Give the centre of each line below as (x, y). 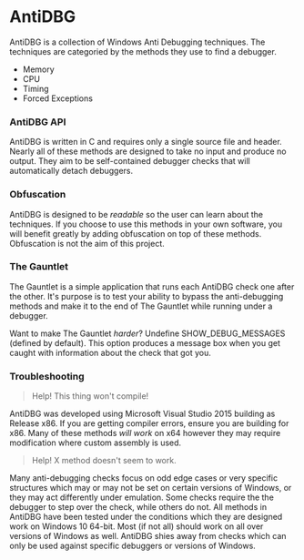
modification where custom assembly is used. (96, 443)
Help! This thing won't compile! (90, 396)
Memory (38, 69)
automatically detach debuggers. (71, 171)
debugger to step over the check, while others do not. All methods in (138, 507)
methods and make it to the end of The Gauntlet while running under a (141, 306)
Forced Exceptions (58, 98)
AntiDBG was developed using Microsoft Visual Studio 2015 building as (142, 414)
